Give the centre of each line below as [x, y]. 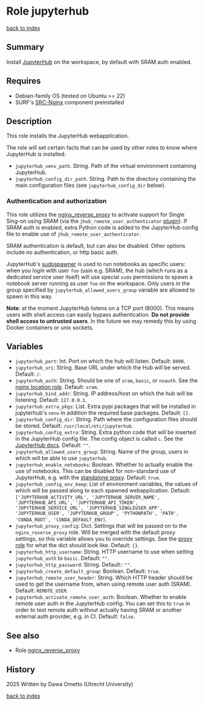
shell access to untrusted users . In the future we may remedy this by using [101, 321]
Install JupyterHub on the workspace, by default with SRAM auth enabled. [99, 61]
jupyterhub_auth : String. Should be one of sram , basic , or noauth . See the [106, 381]
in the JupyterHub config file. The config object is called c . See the [99, 439]
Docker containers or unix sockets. [50, 328]
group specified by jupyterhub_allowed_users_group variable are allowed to [101, 290]
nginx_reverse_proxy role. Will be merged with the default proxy [95, 532]
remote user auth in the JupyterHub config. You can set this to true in [103, 603]
